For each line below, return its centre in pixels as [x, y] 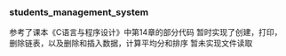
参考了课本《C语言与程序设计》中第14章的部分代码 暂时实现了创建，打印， [146, 32]
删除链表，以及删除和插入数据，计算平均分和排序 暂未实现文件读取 [131, 43]
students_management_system [79, 12]
